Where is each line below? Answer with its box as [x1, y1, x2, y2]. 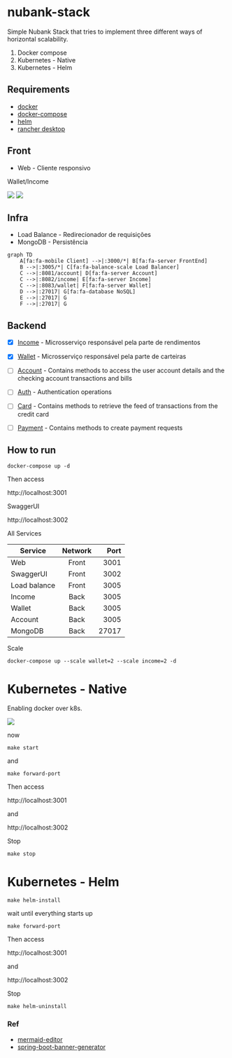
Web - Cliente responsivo [17, 163, 91, 172]
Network [61, 546, 92, 556]
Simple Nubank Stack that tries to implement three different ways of [7, 27, 203, 36]
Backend [7, 320, 47, 332]
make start [7, 745, 39, 752]
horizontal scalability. [7, 34, 68, 43]
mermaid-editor [17, 1035, 63, 1043]
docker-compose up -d [7, 463, 71, 470]
